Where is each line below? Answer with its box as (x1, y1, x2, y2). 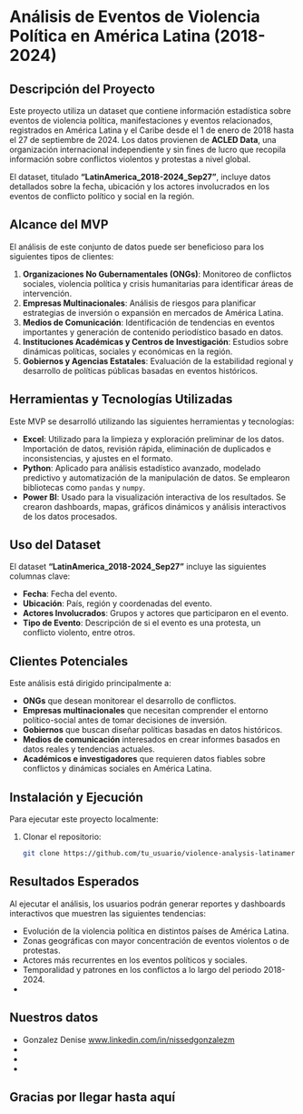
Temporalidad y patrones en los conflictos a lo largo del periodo (22, 964, 262, 975)
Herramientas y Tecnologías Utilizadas (9, 391, 233, 407)
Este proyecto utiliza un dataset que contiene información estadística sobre (9, 106, 292, 116)
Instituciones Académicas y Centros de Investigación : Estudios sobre (22, 336, 288, 347)
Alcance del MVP (9, 217, 109, 233)
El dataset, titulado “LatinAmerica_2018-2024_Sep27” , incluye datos (9, 171, 271, 182)
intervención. (22, 288, 73, 299)
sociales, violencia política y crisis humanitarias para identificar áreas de (22, 278, 294, 289)
